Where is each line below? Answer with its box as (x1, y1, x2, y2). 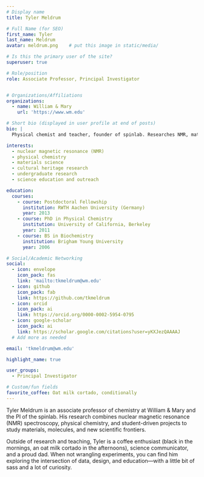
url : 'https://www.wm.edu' (17, 109, 86, 116)
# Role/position (6, 70, 47, 76)
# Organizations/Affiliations (6, 92, 83, 98)
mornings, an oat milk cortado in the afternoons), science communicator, (6, 444, 189, 451)
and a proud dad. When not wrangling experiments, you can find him (6, 450, 178, 458)
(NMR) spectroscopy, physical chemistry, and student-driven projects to (6, 419, 187, 426)
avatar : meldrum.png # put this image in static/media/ (6, 43, 159, 49)
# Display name (6, 9, 45, 15)
